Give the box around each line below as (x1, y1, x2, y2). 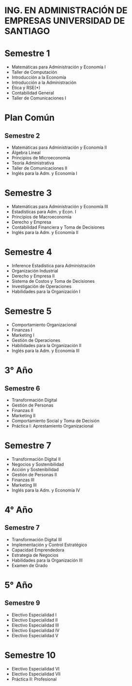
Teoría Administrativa (11, 160, 54, 166)
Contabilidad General (11, 90, 54, 96)
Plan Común (4, 112, 55, 123)
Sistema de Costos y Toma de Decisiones (11, 278, 95, 284)
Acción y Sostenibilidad (11, 466, 59, 472)
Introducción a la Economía (11, 75, 66, 80)
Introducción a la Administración (11, 79, 77, 85)
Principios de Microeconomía (11, 155, 70, 161)
